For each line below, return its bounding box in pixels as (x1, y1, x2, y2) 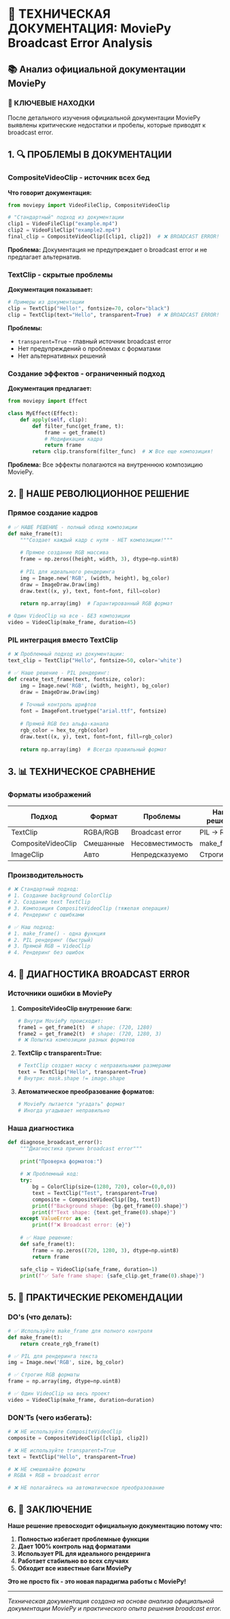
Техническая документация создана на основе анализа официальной (8, 1597, 214, 1605)
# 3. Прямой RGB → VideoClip (8, 943, 91, 950)
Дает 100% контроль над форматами (17, 1542, 131, 1550)
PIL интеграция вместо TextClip (8, 635, 119, 645)
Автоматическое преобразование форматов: (17, 1087, 155, 1096)
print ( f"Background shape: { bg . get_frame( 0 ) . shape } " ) (32, 1202, 188, 1209)
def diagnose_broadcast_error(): (8, 1139, 103, 1146)
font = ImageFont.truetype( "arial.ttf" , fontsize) (20, 708, 167, 715)
